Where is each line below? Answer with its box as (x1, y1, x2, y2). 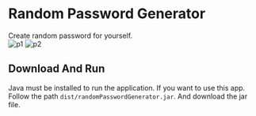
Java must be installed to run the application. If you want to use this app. (8, 83, 246, 92)
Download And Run (8, 62, 105, 76)
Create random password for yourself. (8, 31, 133, 40)
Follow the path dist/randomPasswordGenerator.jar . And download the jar (8, 92, 248, 101)
